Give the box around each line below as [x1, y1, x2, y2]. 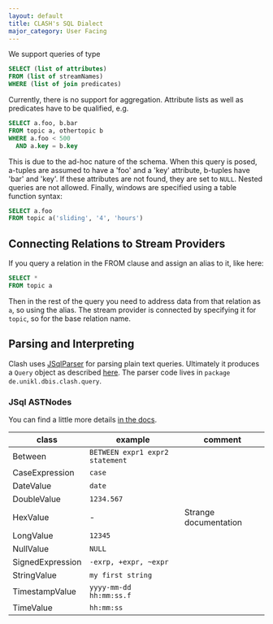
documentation [184, 517, 242, 528]
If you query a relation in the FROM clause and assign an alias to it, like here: [8, 258, 264, 268]
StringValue [12, 570, 57, 581]
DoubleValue [12, 493, 61, 505]
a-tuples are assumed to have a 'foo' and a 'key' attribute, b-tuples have [8, 165, 250, 175]
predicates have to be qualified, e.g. [8, 103, 129, 113]
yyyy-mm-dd [89, 583, 132, 591]
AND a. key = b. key [15, 141, 79, 150]
